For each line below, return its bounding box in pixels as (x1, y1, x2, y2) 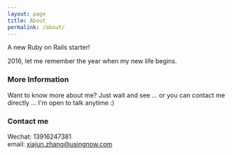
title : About (7, 17, 46, 24)
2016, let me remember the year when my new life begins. (7, 57, 178, 65)
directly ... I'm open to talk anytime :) (7, 98, 115, 107)
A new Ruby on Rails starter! (7, 43, 90, 52)
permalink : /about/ (7, 23, 65, 31)
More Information (7, 75, 69, 85)
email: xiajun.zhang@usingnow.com (7, 139, 112, 148)
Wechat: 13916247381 (7, 132, 72, 141)
